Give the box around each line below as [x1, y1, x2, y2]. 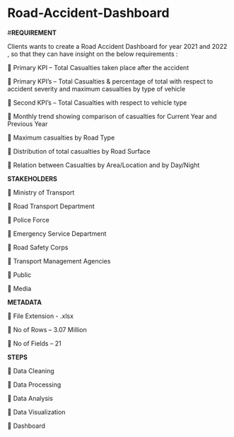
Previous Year [7, 119, 48, 128]
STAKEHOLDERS [7, 174, 58, 183]
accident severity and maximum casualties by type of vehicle [7, 84, 186, 93]
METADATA [7, 297, 42, 306]
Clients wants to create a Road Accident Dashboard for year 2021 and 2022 [7, 42, 228, 50]
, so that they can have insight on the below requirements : [7, 50, 178, 58]
